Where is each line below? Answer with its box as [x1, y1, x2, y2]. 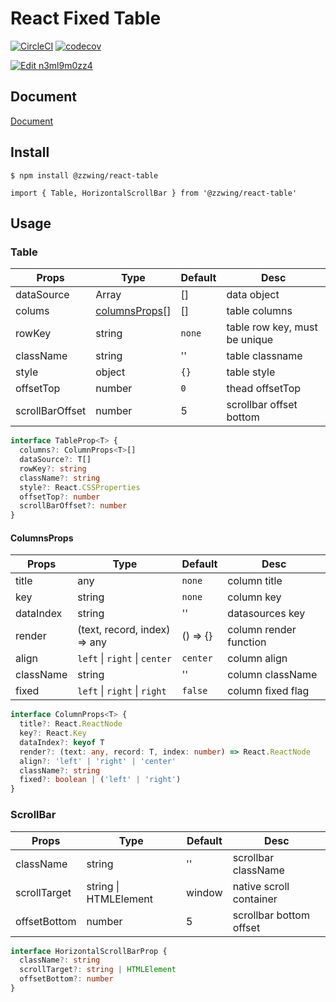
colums [15, 304, 50, 318]
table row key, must [226, 320, 318, 334]
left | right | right [77, 684, 167, 698]
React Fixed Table [10, 7, 162, 30]
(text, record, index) [77, 623, 171, 637]
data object [226, 288, 280, 302]
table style [226, 365, 276, 379]
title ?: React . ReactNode [19, 719, 123, 729]
